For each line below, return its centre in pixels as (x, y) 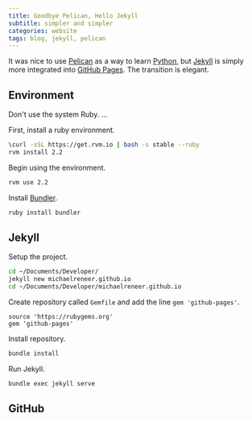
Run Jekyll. (27, 369)
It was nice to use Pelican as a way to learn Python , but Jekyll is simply (126, 61)
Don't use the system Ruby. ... (58, 114)
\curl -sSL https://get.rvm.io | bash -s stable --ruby (104, 145)
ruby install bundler (45, 213)
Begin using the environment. (57, 167)
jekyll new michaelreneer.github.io (70, 279)
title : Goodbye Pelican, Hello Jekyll (73, 16)
